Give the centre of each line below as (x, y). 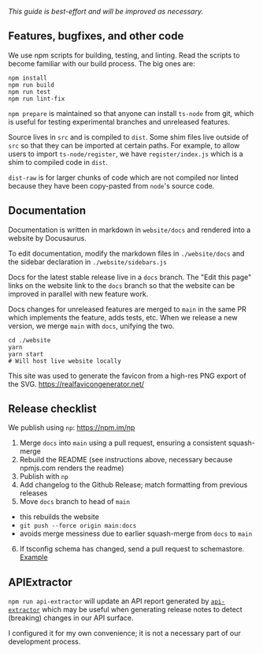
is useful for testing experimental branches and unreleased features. (119, 121)
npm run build (31, 85)
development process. (44, 641)
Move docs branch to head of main (74, 502)
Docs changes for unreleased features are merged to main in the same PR (127, 309)
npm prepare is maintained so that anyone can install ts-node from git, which (131, 113)
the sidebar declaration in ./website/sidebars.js (87, 262)
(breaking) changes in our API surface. (71, 618)
